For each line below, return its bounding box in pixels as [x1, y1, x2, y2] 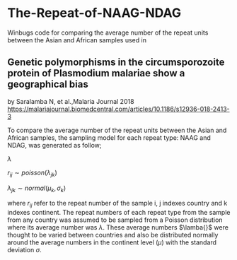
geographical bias [7, 78, 88, 90]
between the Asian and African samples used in [7, 35, 147, 44]
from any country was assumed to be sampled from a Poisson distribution [7, 215, 223, 224]
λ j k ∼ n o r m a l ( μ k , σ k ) [7, 184, 67, 194]
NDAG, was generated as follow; [7, 141, 102, 149]
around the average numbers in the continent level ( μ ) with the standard [7, 238, 217, 247]
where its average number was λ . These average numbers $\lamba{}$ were [7, 223, 229, 232]
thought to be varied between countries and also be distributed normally [7, 231, 219, 240]
